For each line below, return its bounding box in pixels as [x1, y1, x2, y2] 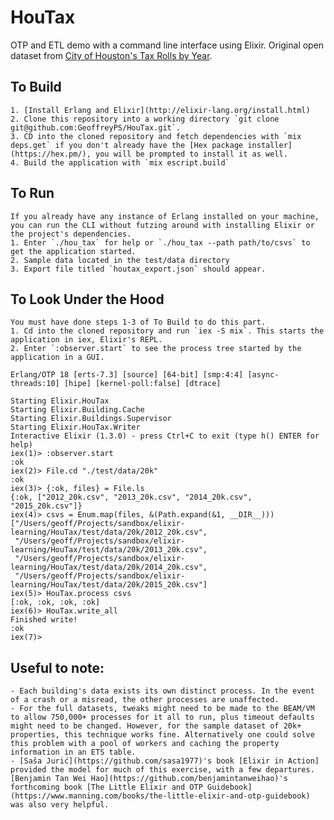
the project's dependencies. [10, 229, 132, 239]
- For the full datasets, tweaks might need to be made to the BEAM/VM [10, 704, 315, 714]
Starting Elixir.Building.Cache [10, 405, 145, 415]
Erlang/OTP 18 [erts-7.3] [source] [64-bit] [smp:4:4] [10, 370, 244, 380]
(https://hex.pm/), [10, 149, 92, 159]
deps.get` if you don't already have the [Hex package [10, 140, 244, 150]
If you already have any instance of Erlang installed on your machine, [10, 211, 320, 221]
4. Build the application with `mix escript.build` [10, 157, 230, 168]
